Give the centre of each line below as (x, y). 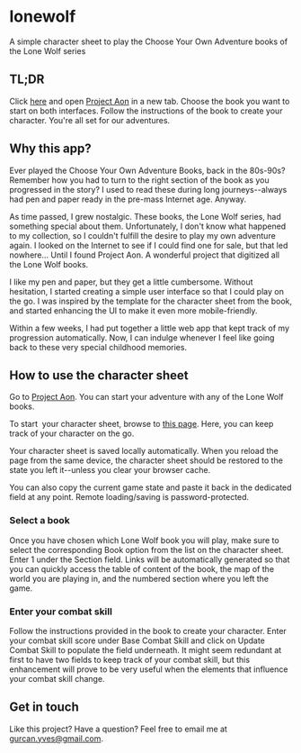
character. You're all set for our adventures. (90, 120)
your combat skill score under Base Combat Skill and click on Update (137, 640)
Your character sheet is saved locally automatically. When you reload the (144, 451)
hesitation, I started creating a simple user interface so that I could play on (147, 291)
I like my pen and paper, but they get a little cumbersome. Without (131, 282)
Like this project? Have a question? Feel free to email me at (118, 729)
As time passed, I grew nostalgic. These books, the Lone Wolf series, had (145, 216)
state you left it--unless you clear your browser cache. (110, 470)
